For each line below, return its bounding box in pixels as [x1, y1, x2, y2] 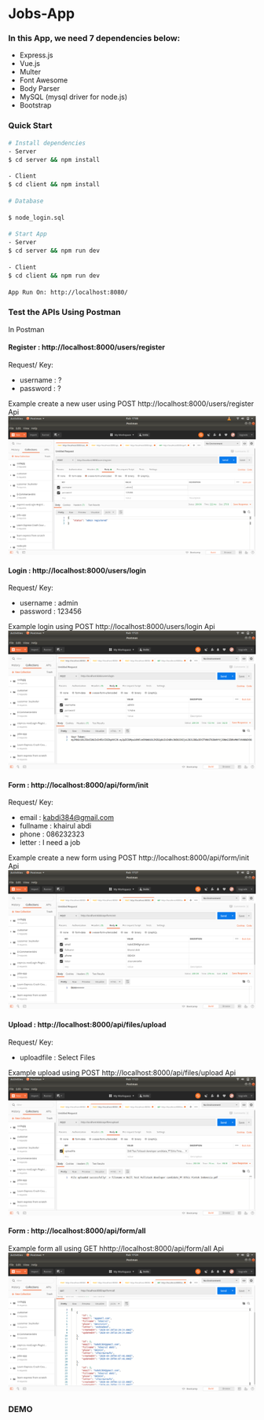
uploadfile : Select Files [19, 1052, 96, 1062]
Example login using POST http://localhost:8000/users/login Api [8, 622, 215, 631]
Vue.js [19, 59, 41, 68]
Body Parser [19, 84, 60, 93]
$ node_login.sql [8, 214, 65, 221]
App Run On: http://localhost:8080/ [8, 288, 128, 296]
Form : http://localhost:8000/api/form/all [8, 1226, 146, 1235]
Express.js [19, 50, 53, 60]
